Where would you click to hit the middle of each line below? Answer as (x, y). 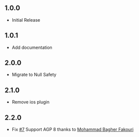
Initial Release (26, 20)
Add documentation (32, 47)
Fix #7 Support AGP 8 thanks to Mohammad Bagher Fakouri (73, 130)
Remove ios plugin (31, 102)
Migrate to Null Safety (34, 75)
